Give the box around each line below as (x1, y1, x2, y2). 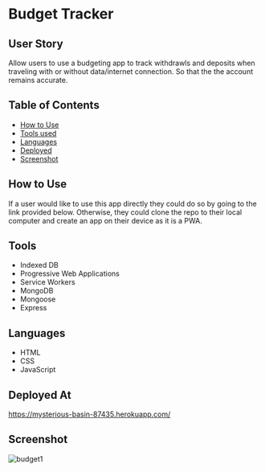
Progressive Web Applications (19, 269, 120, 278)
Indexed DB (19, 261, 59, 270)
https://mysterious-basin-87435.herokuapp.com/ (8, 409, 171, 419)
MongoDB (19, 286, 54, 296)
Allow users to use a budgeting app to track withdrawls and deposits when (8, 58, 255, 68)
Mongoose (19, 294, 56, 304)
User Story (8, 37, 63, 51)
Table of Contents (8, 98, 100, 113)
